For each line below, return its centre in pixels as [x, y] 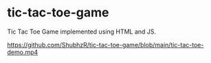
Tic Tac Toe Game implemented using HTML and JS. [82, 32]
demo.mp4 [23, 52]
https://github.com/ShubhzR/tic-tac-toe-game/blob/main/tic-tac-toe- [105, 45]
